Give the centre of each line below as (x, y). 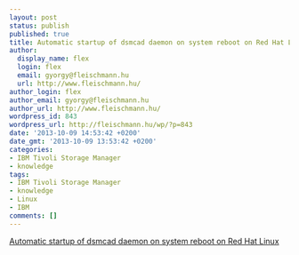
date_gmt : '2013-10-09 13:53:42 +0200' (83, 141)
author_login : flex (45, 92)
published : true (39, 34)
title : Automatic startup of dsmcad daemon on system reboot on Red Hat (147, 42)
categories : (31, 149)
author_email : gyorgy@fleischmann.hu (79, 100)
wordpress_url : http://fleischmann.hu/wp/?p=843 (101, 125)
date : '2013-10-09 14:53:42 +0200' (75, 133)
